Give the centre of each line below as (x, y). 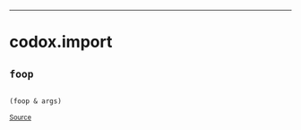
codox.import (61, 42)
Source (21, 117)
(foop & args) (36, 101)
